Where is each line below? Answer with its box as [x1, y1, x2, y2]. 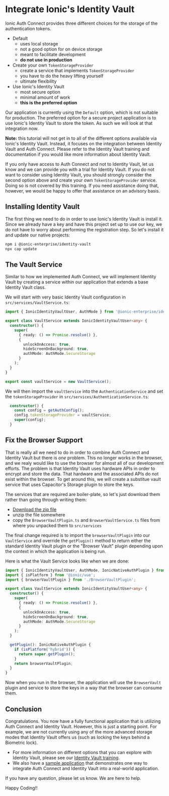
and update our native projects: [5, 232, 70, 238]
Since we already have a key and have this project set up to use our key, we [5, 221, 162, 227]
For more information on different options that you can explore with [12, 749, 152, 755]
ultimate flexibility [20, 78, 57, 84]
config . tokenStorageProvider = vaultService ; [14, 412, 112, 418]
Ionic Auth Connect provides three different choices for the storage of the [5, 20, 158, 26]
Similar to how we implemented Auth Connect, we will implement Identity [5, 274, 156, 280]
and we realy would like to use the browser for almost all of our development [5, 460, 164, 466]
